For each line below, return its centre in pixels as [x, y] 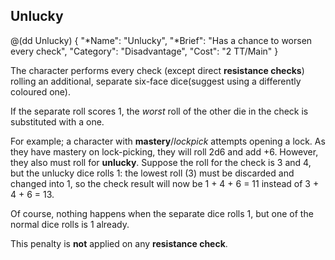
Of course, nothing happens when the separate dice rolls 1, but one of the [162, 213]
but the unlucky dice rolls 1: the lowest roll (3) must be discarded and [152, 173]
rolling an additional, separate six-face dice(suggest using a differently [156, 81]
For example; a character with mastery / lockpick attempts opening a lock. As [168, 141]
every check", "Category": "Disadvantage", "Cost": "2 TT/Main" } [144, 51]
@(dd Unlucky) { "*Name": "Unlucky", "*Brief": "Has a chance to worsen [161, 40]
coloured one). [40, 91]
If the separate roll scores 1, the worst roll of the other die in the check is [159, 111]
